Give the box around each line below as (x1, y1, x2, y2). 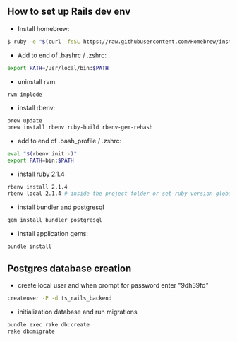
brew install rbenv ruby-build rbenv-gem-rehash (7, 124, 153, 131)
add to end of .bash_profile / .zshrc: (17, 137, 122, 146)
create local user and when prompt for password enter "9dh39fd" (17, 281, 209, 290)
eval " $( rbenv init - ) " (7, 151, 78, 158)
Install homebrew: (17, 24, 70, 33)
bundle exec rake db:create (7, 322, 90, 329)
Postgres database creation (7, 262, 132, 274)
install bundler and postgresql (17, 203, 104, 211)
